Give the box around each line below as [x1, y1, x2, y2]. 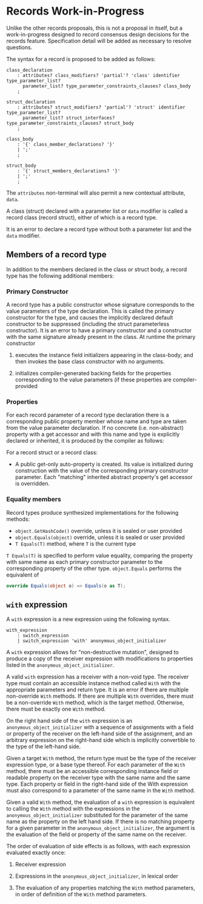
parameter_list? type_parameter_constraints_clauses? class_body [22, 83, 191, 89]
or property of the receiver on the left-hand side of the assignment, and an [6, 730, 193, 737]
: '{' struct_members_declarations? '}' [17, 168, 121, 174]
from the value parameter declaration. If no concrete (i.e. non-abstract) [6, 424, 184, 432]
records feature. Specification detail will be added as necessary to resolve [6, 37, 192, 44]
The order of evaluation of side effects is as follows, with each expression [6, 843, 191, 850]
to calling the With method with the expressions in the [6, 805, 141, 812]
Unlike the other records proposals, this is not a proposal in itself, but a [6, 24, 183, 32]
